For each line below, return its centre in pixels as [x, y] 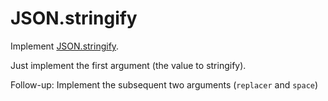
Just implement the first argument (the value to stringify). [128, 65]
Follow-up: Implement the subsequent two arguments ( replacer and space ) [164, 84]
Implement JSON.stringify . [65, 46]
